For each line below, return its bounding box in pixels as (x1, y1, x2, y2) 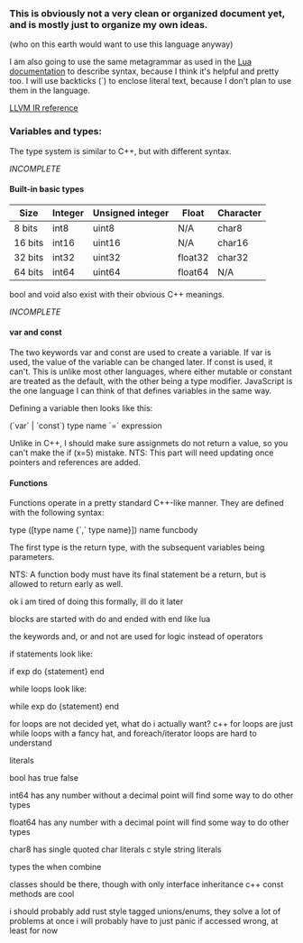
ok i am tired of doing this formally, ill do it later (9, 596, 184, 607)
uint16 (93, 236, 121, 249)
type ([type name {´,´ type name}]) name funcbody (9, 525, 198, 536)
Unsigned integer (93, 206, 170, 219)
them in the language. (9, 85, 90, 96)
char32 (217, 251, 249, 263)
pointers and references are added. (9, 457, 142, 467)
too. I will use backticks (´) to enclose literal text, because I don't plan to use (9, 76, 292, 87)
